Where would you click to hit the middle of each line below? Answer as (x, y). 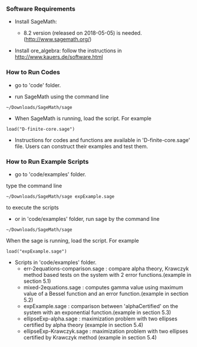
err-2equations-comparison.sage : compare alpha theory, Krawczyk (106, 268)
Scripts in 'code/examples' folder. (55, 262)
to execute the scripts (32, 207)
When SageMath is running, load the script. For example (83, 118)
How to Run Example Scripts (47, 161)
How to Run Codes (33, 72)
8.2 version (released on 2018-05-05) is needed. (83, 33)
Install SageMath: (36, 22)
